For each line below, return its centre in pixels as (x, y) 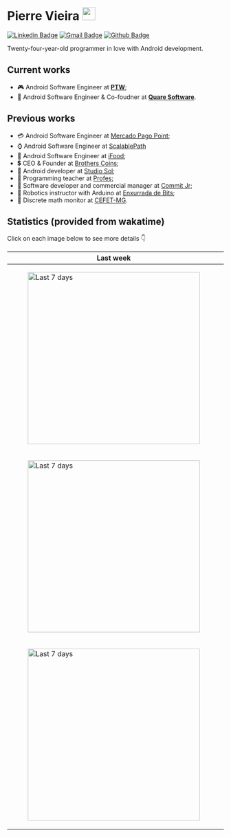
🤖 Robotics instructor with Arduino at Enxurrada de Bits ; (96, 193)
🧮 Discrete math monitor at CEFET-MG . (73, 200)
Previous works (41, 119)
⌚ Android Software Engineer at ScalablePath (81, 146)
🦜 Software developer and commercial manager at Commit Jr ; (104, 185)
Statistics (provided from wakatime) (86, 221)
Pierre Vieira (44, 16)
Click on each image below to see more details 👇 (77, 239)
